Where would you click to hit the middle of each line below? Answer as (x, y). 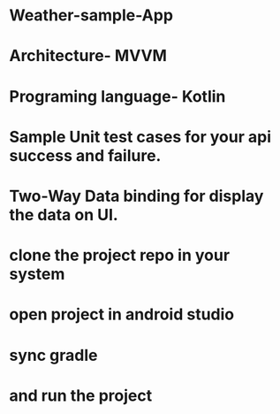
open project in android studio (122, 314)
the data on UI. (64, 215)
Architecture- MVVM (88, 56)
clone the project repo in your (120, 255)
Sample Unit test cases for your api (140, 137)
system (37, 274)
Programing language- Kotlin (117, 96)
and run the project (81, 395)
